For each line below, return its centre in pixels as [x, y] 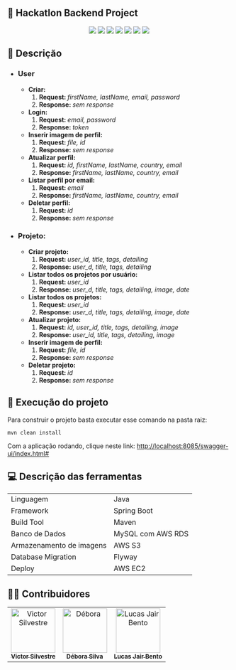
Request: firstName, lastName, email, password [109, 97]
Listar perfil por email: [62, 180]
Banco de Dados [38, 534]
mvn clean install [34, 432]
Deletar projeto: [52, 365]
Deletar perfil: [49, 203]
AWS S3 [127, 546]
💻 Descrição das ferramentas [75, 477]
